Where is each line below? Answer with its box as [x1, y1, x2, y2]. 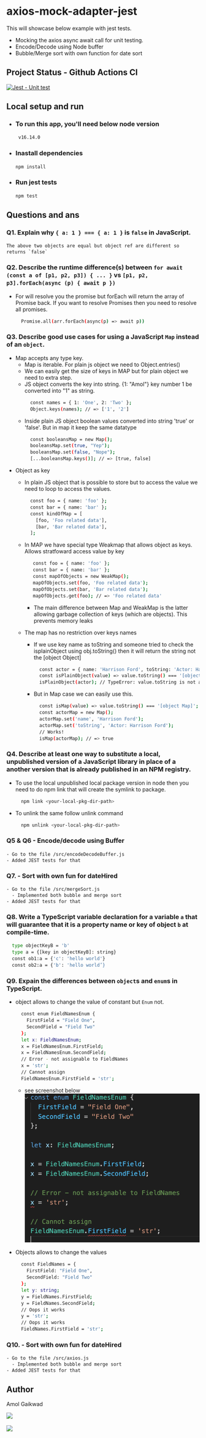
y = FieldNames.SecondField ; [21, 1300, 96, 1306]
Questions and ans [6, 210, 80, 220]
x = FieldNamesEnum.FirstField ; [21, 1043, 104, 1050]
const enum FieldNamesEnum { [21, 1011, 96, 1017]
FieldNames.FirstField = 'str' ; [21, 1326, 104, 1332]
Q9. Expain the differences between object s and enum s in [6, 977, 178, 985]
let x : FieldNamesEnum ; [21, 1037, 82, 1043]
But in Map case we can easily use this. [33, 690, 134, 698]
